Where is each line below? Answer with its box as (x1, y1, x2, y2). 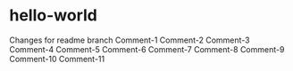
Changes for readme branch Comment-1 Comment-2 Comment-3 (9, 35, 250, 45)
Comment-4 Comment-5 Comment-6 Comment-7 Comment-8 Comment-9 (9, 43, 285, 54)
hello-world (9, 5, 98, 26)
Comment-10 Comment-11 (9, 53, 105, 64)
